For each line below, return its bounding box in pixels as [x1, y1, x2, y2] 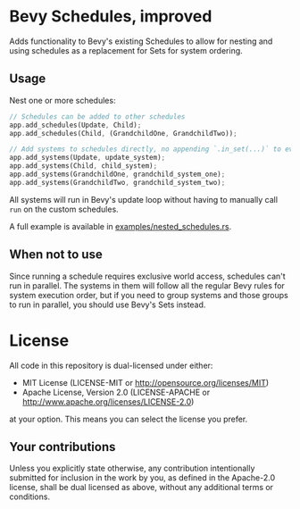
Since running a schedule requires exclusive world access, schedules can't [9, 271, 286, 281]
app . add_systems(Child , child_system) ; [9, 162, 158, 171]
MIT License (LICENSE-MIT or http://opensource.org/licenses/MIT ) [21, 377, 270, 388]
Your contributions [9, 439, 116, 455]
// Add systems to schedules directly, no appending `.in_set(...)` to [9, 145, 281, 154]
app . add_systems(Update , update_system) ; [9, 154, 166, 163]
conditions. [9, 491, 51, 502]
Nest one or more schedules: [9, 95, 116, 105]
